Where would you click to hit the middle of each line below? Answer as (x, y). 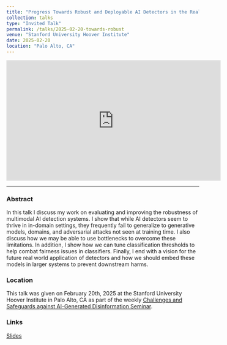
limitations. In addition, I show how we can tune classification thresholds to (101, 245)
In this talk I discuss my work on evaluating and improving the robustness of (102, 212)
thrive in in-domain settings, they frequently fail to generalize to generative (100, 225)
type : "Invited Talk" (34, 23)
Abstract (20, 199)
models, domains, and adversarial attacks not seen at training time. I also (98, 232)
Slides (14, 336)
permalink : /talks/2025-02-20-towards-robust (65, 29)
